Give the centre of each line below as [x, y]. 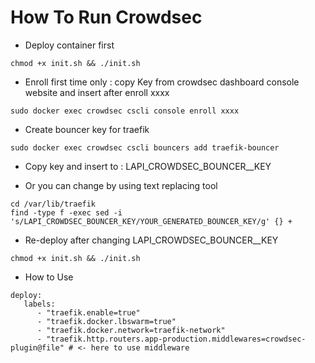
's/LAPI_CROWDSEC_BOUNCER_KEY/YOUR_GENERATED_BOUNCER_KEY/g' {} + [151, 221]
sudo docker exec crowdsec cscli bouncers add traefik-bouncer [145, 147]
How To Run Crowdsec [106, 17]
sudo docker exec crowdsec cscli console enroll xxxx [125, 111]
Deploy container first [69, 45]
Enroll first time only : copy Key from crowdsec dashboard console [162, 82]
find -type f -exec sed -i [66, 212]
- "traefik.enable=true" [88, 312]
